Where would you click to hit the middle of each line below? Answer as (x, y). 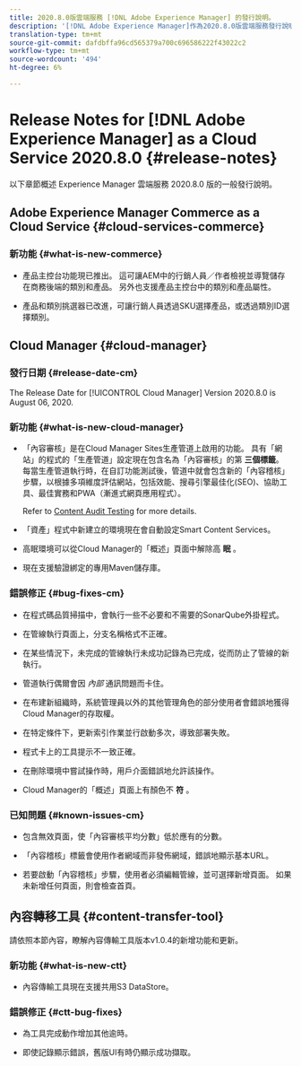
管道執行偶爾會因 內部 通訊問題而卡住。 (95, 683)
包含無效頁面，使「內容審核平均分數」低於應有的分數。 (124, 836)
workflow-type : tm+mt (50, 51)
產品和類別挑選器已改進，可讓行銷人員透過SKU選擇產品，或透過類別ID (152, 305)
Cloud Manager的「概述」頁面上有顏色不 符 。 (108, 790)
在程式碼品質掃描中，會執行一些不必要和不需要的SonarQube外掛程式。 (153, 615)
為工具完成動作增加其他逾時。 (77, 1034)
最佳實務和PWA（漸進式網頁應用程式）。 (112, 494)
